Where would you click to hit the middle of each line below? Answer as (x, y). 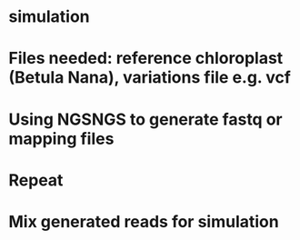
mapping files (61, 139)
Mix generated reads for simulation (144, 221)
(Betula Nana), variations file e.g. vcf (150, 78)
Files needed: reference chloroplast (146, 59)
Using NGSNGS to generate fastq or (145, 119)
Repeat (36, 180)
